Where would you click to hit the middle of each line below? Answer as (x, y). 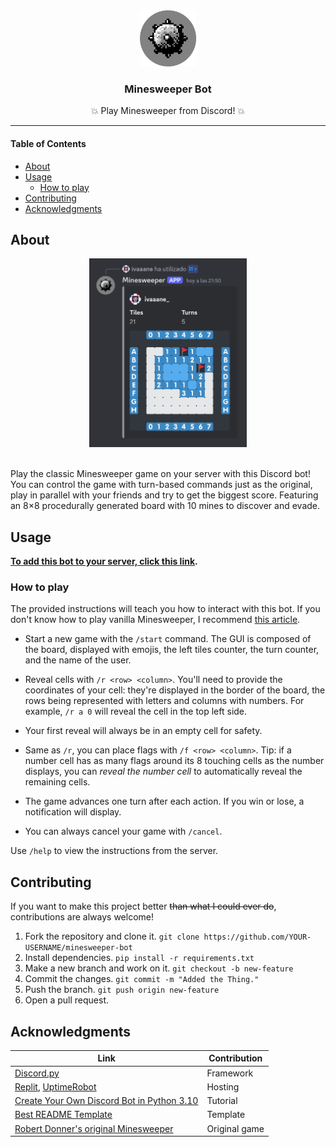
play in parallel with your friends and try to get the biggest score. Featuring (164, 495)
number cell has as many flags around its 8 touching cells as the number (174, 761)
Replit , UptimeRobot (55, 1086)
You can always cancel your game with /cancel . (123, 831)
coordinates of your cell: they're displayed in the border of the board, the (175, 690)
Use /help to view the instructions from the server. (114, 851)
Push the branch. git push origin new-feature (122, 990)
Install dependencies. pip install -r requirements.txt (139, 958)
